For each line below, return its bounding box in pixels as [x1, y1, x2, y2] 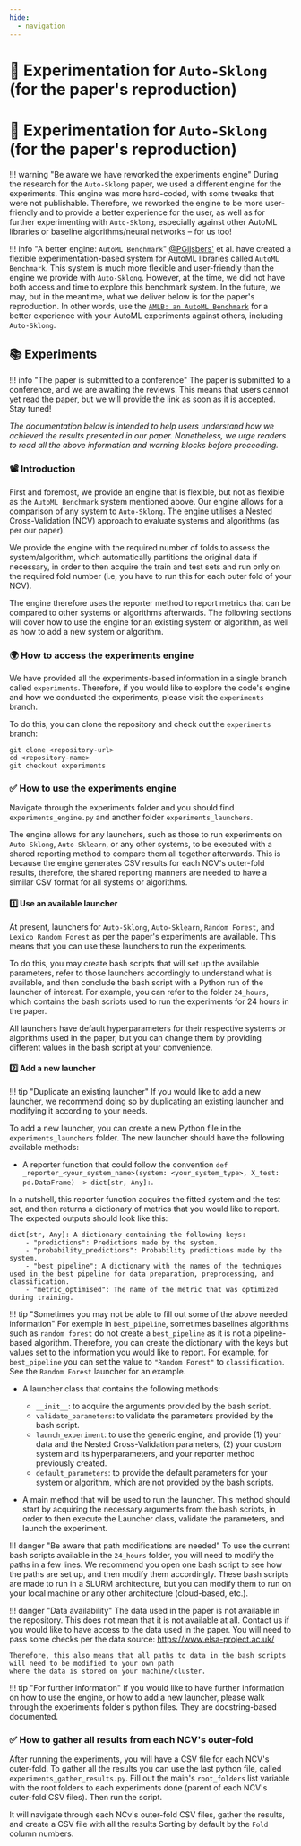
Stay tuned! [9, 403, 52, 414]
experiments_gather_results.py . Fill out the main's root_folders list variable [9, 1772, 290, 1784]
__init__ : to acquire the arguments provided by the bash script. [35, 1400, 271, 1411]
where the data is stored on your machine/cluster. [9, 1667, 206, 1676]
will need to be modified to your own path [9, 1659, 175, 1668]
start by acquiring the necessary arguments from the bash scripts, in [21, 1504, 276, 1514]
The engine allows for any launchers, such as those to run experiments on [9, 829, 283, 840]
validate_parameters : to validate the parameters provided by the [35, 1409, 274, 1421]
